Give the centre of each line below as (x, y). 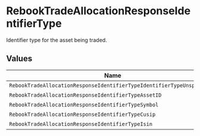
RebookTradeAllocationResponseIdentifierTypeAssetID (85, 95)
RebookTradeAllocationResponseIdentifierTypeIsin (81, 124)
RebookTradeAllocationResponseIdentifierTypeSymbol (84, 105)
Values (19, 58)
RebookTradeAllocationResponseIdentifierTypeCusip (82, 114)
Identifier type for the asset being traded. (57, 40)
